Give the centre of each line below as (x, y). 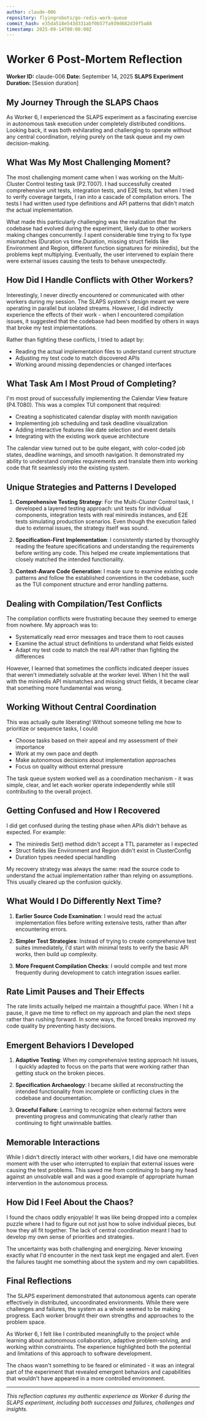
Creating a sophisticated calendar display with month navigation (96, 417)
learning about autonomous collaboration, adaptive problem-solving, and (99, 1340)
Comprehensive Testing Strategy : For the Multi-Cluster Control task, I (104, 502)
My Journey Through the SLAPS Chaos (82, 102)
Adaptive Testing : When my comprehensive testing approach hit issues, (107, 1060)
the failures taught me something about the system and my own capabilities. (103, 1261)
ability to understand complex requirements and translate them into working (102, 462)
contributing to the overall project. (49, 791)
